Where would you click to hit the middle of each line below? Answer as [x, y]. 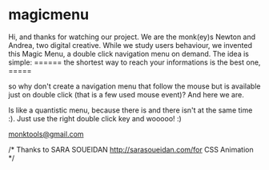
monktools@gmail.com [46, 134]
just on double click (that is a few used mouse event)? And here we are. [126, 94]
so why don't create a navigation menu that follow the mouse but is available [134, 86]
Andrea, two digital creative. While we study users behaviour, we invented [130, 45]
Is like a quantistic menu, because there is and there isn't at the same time [130, 110]
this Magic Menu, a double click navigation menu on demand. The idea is [129, 53]
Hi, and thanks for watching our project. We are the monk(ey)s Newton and [132, 37]
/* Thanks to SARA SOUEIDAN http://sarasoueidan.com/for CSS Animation [131, 149]
